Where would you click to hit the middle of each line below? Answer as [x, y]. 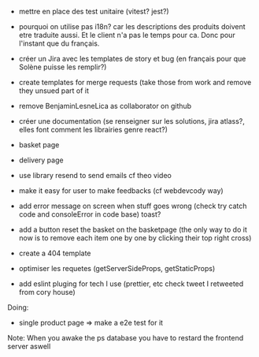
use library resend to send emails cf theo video [95, 175]
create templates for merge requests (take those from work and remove [135, 82]
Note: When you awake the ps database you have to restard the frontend [126, 338]
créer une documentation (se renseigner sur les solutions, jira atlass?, [131, 121]
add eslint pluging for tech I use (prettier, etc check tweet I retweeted [131, 284]
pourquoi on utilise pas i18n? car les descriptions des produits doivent [132, 26]
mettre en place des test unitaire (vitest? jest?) [94, 11]
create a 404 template [55, 253]
